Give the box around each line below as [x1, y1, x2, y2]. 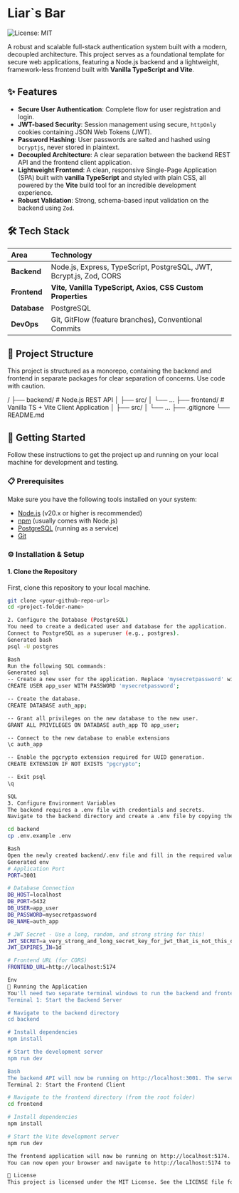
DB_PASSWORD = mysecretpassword [7, 911, 97, 918]
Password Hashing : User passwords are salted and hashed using [17, 135, 211, 144]
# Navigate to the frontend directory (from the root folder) [7, 1094, 196, 1101]
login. [17, 112, 34, 121]
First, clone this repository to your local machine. [7, 583, 151, 592]
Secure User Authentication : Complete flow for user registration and [17, 105, 221, 114]
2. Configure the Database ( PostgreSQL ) [7, 616, 129, 624]
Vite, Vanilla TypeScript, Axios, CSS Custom [51, 282, 204, 292]
